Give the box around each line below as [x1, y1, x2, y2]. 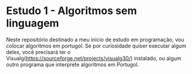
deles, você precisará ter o [6, 48, 71, 55]
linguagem [6, 16, 59, 30]
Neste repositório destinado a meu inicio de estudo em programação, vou [6, 36, 184, 43]
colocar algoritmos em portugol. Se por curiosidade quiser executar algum [6, 42, 187, 49]
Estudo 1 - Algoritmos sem [6, 4, 137, 18]
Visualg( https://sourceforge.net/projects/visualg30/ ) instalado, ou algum [6, 55, 182, 62]
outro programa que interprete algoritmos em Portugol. [6, 60, 139, 68]
